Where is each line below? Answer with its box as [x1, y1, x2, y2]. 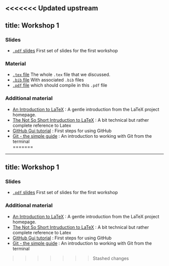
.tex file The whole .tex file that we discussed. [12, 71, 111, 77]
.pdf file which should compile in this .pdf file [12, 82, 108, 88]
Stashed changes [93, 255, 129, 261]
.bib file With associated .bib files [12, 77, 84, 83]
